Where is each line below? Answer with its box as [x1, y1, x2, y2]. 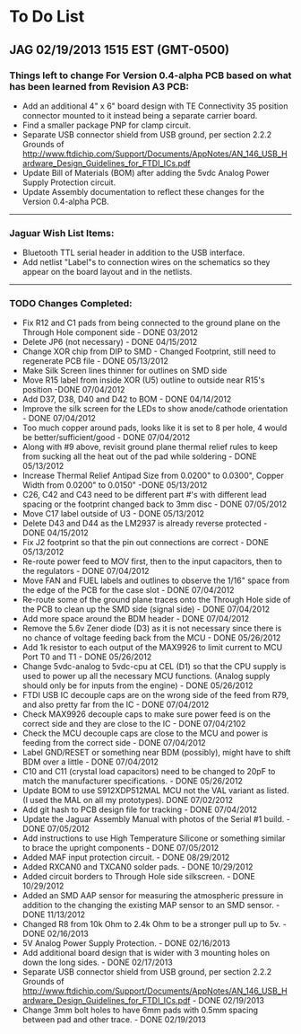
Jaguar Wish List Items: [9, 226, 115, 239]
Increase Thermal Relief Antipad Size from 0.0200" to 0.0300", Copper [21, 470, 285, 482]
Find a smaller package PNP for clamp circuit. [21, 119, 191, 130]
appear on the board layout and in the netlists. [21, 267, 193, 278]
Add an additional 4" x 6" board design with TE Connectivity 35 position [21, 101, 288, 111]
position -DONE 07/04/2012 [21, 384, 125, 395]
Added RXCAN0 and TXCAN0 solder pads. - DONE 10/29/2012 [21, 862, 254, 872]
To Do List [9, 6, 85, 27]
